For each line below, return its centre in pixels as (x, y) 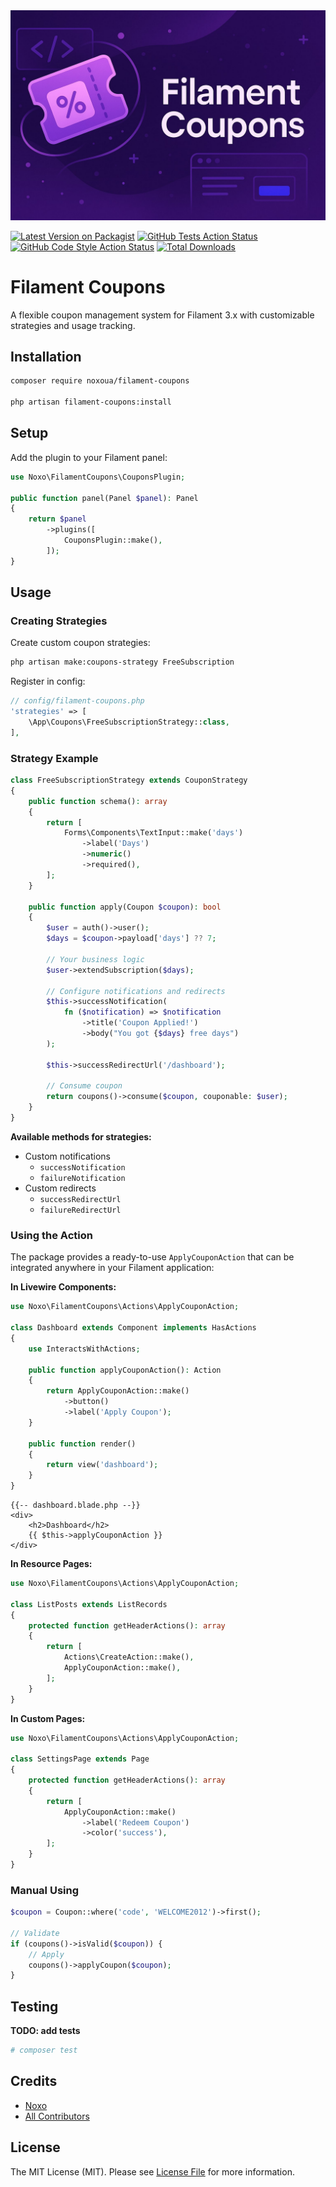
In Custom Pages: (48, 1718)
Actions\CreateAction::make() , (129, 1657)
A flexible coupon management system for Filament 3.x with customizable (162, 315)
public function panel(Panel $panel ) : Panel (104, 498)
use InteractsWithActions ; (84, 1349)
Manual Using (45, 1890)
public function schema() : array (98, 801)
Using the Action (51, 1235)
